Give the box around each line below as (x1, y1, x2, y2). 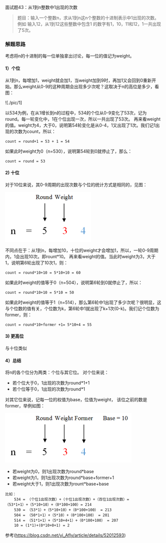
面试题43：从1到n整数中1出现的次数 (5, 4, 78, 10)
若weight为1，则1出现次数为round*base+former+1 (12, 475, 114, 481)
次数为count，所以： (13, 128, 56, 134)
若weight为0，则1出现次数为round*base (12, 469, 94, 475)
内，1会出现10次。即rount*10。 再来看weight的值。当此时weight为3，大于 (5, 253, 156, 259)
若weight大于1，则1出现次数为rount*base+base (12, 481, 109, 487)
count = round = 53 (5, 159, 46, 163)
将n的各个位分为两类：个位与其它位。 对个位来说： (5, 370, 109, 376)
